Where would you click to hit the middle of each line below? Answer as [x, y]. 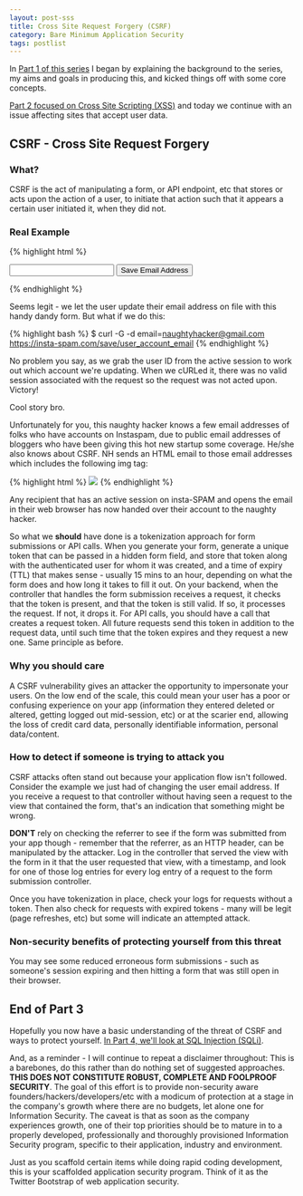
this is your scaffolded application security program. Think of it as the [139, 1172]
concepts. [28, 88]
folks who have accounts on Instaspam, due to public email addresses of [145, 435]
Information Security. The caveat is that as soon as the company [129, 1115]
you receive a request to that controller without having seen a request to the [151, 796]
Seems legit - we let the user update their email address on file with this [143, 307]
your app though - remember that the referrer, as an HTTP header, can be [147, 843]
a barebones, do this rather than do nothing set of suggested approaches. [147, 1067]
